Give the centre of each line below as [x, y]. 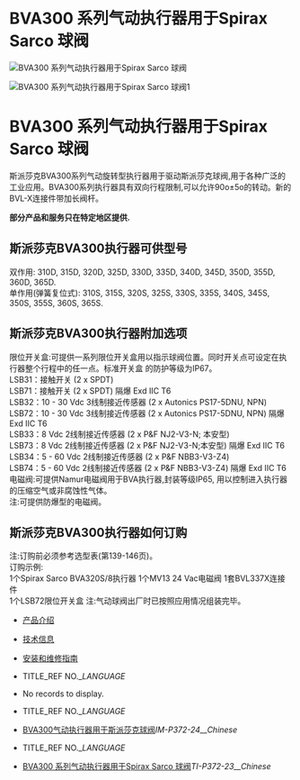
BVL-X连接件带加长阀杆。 [57, 198]
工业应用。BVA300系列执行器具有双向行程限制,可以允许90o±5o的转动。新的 [150, 186]
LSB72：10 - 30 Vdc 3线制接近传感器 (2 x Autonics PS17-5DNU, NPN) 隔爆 [147, 413]
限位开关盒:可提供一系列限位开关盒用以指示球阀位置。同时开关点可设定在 [145, 357]
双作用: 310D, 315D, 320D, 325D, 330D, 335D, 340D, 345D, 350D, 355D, [142, 272]
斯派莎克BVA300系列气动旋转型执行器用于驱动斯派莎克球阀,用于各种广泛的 [147, 176]
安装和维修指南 [50, 658]
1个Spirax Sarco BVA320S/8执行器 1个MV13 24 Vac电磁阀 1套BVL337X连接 [147, 578]
